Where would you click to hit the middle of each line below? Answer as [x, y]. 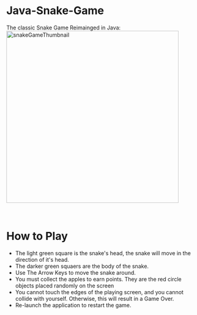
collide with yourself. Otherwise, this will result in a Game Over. [95, 298]
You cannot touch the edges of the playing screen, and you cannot [99, 292]
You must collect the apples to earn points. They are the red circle [98, 279]
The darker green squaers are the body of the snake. [82, 266]
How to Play [37, 236]
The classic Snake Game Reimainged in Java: [64, 28]
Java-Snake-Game [55, 11]
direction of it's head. [42, 259]
